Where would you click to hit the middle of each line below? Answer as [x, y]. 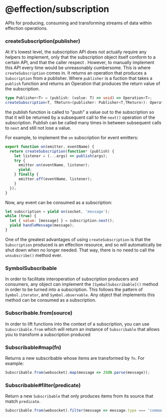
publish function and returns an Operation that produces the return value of [83, 84]
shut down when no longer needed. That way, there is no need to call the [80, 250]
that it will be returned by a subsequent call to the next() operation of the [80, 117]
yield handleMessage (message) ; [42, 225]
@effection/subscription [57, 9]
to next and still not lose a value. [38, 128]
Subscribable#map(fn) [33, 347]
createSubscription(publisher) [43, 41]
